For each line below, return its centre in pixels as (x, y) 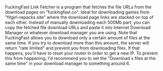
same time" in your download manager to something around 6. (68, 63)
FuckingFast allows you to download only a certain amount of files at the (78, 38)
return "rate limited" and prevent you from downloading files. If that (72, 48)
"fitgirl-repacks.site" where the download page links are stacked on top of (79, 17)
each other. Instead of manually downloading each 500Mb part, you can (77, 22)
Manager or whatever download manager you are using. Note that (71, 33)
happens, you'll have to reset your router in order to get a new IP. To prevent (81, 53)
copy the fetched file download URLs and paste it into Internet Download (78, 28)
